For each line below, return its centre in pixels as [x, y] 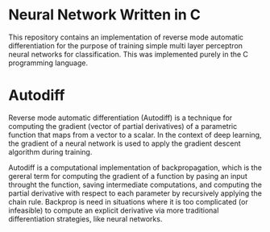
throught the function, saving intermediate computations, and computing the [135, 184]
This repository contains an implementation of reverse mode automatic [126, 37]
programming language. [48, 63]
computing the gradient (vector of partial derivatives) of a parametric [123, 126]
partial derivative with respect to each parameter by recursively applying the [135, 193]
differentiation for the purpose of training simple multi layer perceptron [126, 45]
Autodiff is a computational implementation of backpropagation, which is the [135, 168]
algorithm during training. [50, 151]
